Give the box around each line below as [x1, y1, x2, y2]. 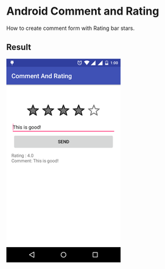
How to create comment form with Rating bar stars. [6, 24, 135, 32]
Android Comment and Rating [6, 4, 160, 18]
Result [6, 42, 32, 52]
